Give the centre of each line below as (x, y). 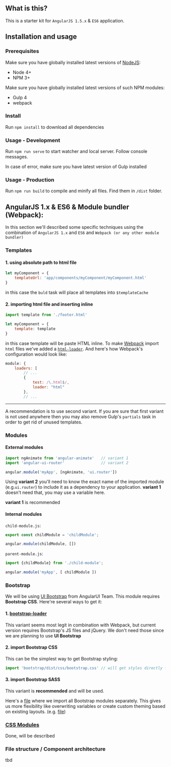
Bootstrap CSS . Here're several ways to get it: (54, 602)
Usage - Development (33, 140)
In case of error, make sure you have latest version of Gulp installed (76, 167)
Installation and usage (41, 37)
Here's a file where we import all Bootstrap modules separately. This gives (83, 701)
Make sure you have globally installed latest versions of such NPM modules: (85, 87)
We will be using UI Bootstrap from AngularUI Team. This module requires (83, 596)
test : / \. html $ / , (51, 382)
